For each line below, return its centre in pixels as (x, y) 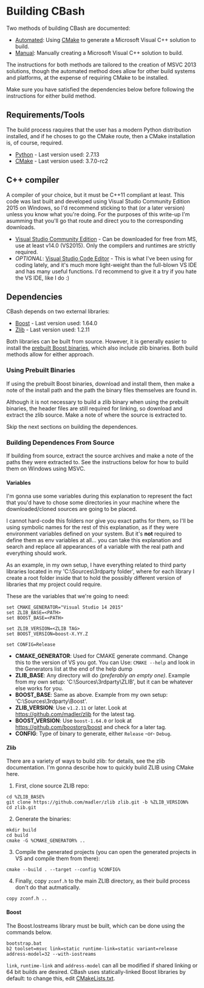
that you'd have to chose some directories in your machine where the (93, 503)
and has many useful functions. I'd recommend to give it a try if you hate (106, 271)
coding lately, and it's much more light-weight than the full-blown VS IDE (106, 265)
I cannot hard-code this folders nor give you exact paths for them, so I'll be (100, 521)
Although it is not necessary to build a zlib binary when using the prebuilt (98, 402)
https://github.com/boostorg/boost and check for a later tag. (91, 727)
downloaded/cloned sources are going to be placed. (72, 509)
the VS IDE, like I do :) (42, 278)
